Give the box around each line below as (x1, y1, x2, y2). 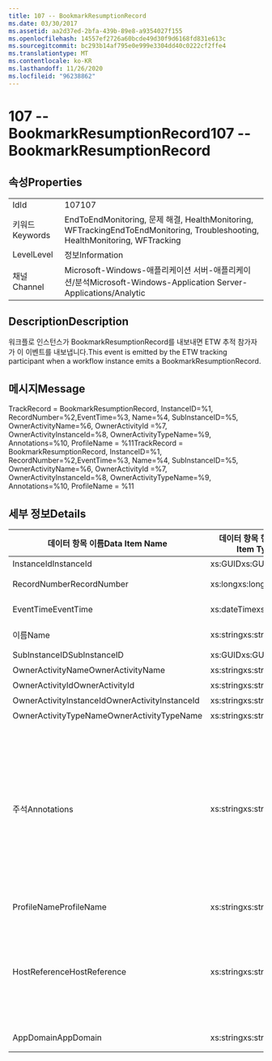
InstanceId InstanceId (12, 558, 93, 569)
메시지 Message (8, 381, 86, 395)
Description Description (8, 315, 130, 329)
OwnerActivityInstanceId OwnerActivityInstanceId (12, 695, 200, 706)
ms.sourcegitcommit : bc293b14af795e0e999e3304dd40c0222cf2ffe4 (8, 42, 227, 50)
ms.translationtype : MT (8, 49, 89, 58)
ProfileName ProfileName (12, 901, 107, 913)
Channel (12, 281, 45, 292)
